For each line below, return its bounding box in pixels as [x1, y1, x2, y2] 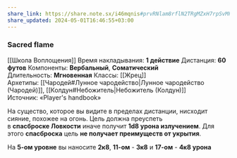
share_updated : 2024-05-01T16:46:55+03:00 [7, 17, 134, 24]
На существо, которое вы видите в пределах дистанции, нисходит [7, 107, 208, 115]
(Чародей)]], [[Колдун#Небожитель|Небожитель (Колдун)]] [7, 86, 187, 94]
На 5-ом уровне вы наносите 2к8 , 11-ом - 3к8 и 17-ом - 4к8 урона [7, 143, 212, 151]
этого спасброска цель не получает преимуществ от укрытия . [7, 129, 202, 138]
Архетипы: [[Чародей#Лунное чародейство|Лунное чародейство [7, 78, 205, 86]
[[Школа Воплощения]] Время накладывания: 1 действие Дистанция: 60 [7, 55, 226, 64]
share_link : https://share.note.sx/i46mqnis [7, 10, 140, 18]
